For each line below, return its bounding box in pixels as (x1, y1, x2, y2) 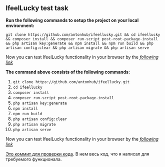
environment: (5, 22, 34, 28)
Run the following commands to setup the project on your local (5, 17, 139, 23)
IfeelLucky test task (5, 4, 69, 12)
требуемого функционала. (5, 156, 62, 162)
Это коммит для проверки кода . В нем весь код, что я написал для (5, 151, 149, 157)
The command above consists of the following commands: (5, 69, 130, 75)
